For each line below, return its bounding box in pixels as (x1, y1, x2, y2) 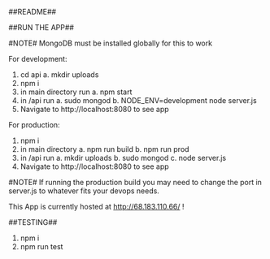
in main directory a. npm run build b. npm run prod (20, 145, 189, 153)
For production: (8, 120, 60, 129)
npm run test (20, 242, 63, 251)
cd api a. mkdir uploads (20, 70, 99, 80)
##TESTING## (8, 218, 58, 227)
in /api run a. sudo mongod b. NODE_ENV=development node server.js (20, 96, 258, 105)
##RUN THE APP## (8, 23, 75, 32)
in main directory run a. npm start (20, 87, 133, 97)
